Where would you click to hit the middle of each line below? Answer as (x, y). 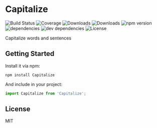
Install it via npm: (23, 65)
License (18, 109)
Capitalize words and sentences (38, 38)
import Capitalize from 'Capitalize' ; (46, 93)
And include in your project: (34, 84)
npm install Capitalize (30, 75)
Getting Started (30, 54)
